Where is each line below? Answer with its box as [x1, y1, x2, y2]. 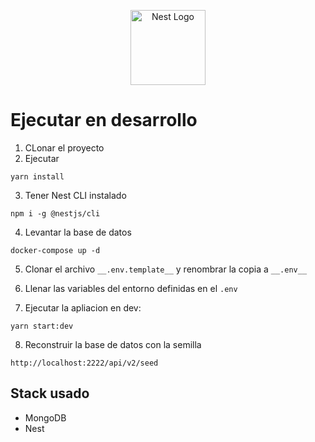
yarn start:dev [10, 321, 74, 331]
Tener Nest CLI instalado [24, 189, 127, 201]
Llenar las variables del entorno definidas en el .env [24, 282, 238, 294]
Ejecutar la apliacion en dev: [24, 301, 142, 314]
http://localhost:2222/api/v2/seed [10, 358, 159, 368]
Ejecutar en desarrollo [10, 109, 198, 132]
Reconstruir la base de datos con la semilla [24, 338, 202, 350]
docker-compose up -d [10, 245, 101, 255]
